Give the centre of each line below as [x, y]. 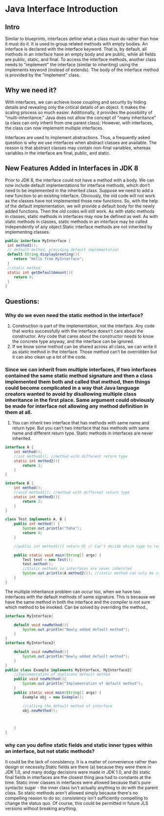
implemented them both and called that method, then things [78, 381]
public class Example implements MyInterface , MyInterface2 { [69, 670]
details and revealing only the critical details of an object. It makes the [75, 107]
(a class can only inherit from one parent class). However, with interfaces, [79, 122]
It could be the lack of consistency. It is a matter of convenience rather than [81, 762]
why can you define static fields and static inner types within [79, 745]
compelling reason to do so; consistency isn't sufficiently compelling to [76, 798]
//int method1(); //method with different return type [71, 456]
